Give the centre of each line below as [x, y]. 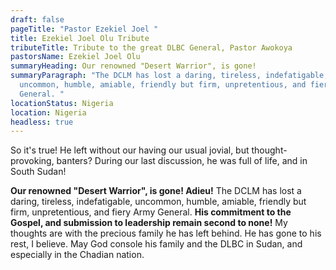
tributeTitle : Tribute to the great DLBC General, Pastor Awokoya [151, 47]
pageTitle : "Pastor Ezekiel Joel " [84, 29]
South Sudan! [38, 172]
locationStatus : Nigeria [62, 103]
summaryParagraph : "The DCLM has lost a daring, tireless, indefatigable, [169, 76]
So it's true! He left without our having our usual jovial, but [130, 150]
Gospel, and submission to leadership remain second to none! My [149, 223]
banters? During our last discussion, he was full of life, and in [182, 161]
